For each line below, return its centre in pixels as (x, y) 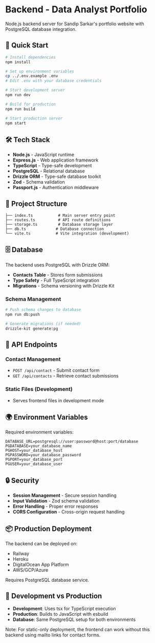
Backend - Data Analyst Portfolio (76, 10)
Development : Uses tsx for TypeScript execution (64, 609)
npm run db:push (23, 314)
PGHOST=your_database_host (34, 451)
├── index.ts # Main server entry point (60, 216)
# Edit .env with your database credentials (53, 81)
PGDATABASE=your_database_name (39, 446)
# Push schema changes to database (43, 310)
